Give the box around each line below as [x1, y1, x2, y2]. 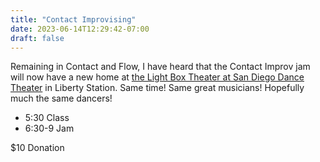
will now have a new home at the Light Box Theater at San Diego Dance [10, 71, 305, 83]
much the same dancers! [10, 92, 113, 105]
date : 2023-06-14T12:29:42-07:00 [10, 24, 150, 34]
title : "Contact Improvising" [10, 14, 137, 25]
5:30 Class [24, 112, 70, 124]
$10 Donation [10, 142, 65, 154]
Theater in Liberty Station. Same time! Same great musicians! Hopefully [10, 82, 305, 94]
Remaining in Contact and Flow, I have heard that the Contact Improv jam [10, 61, 311, 73]
